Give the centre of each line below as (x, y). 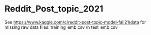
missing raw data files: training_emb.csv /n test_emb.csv (61, 27)
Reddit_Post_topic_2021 (54, 9)
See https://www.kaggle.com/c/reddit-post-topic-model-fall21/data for (75, 22)
